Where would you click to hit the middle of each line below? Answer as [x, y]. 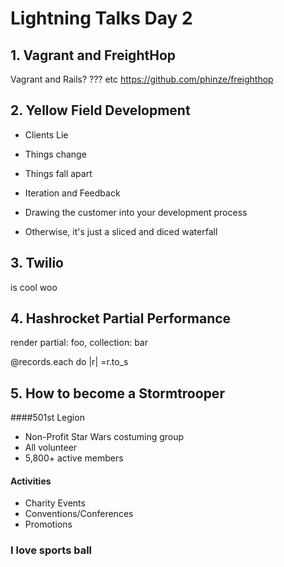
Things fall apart [58, 173]
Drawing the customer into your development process [136, 212]
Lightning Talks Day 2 [101, 18]
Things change [55, 154]
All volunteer [51, 448]
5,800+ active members [74, 458]
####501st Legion [47, 418]
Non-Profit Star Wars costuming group [104, 437]
